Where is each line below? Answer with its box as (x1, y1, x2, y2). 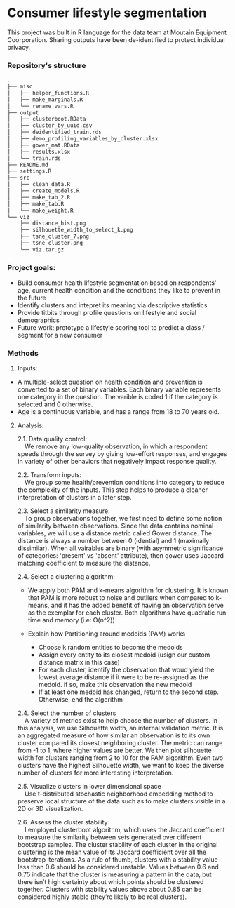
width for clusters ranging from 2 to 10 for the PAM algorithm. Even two (17, 754, 223, 762)
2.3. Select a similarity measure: (17, 507, 110, 515)
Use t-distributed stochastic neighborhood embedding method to (24, 789, 213, 798)
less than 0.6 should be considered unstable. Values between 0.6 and (17, 863, 219, 872)
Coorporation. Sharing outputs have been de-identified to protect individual (7, 35, 226, 44)
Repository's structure (7, 60, 86, 70)
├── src (7, 174, 30, 182)
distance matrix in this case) (38, 658, 121, 667)
